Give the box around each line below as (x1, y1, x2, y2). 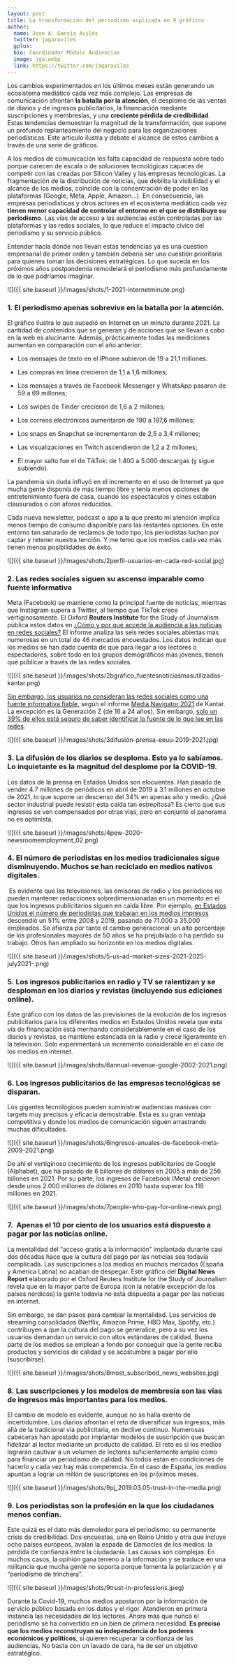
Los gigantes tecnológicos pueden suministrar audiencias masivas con (7, 1103, 211, 1111)
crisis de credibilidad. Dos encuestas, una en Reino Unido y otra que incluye (7, 1533, 226, 1541)
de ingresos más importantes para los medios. (7, 1394, 168, 1404)
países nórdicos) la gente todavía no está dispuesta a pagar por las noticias (7, 1290, 225, 1298)
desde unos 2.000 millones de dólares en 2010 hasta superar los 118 (7, 1182, 204, 1190)
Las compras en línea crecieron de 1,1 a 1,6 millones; (17, 367, 168, 376)
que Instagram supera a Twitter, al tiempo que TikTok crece (7, 606, 178, 615)
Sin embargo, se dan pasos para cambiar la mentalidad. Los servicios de (7, 1311, 217, 1319)
